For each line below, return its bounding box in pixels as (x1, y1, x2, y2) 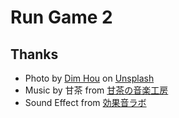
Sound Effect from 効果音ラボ (24, 97, 147, 108)
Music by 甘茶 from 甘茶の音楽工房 (24, 84, 169, 96)
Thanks (10, 46, 59, 63)
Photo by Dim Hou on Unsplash (24, 72, 155, 84)
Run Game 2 (10, 6, 113, 29)
